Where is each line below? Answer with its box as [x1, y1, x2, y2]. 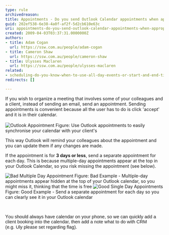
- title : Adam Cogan [5, 40, 49, 45]
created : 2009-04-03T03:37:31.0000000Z [5, 31, 89, 36]
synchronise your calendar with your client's [5, 128, 97, 134]
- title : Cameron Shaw [5, 49, 53, 54]
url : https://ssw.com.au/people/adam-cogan [10, 45, 102, 50]
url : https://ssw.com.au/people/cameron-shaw [10, 54, 107, 59]
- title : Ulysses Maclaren [5, 59, 62, 64]
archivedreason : [5, 12, 39, 17]
